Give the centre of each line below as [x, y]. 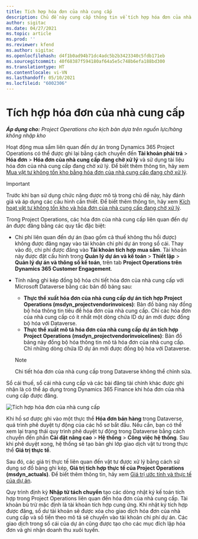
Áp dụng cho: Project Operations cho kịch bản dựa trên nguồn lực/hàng [94, 129]
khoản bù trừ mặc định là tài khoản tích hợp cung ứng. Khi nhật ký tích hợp [97, 505]
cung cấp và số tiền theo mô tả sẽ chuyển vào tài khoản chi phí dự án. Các [97, 517]
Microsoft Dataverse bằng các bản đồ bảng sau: [73, 286]
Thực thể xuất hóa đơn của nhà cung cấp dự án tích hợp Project [103, 298]
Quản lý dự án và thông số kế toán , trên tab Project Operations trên [98, 262]
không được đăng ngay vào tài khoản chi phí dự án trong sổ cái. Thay [99, 243]
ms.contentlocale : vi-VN [37, 72]
